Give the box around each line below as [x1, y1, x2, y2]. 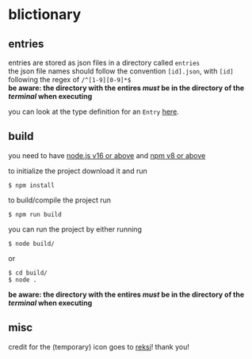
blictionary [8, 6, 82, 24]
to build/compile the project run [8, 195, 111, 205]
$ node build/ [8, 240, 55, 248]
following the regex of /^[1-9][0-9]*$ [8, 75, 132, 84]
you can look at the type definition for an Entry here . [8, 107, 180, 116]
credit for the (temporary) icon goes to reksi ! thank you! [8, 342, 190, 351]
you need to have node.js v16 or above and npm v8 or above [8, 150, 206, 160]
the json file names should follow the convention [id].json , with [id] [8, 66, 234, 76]
